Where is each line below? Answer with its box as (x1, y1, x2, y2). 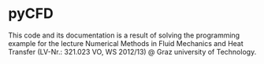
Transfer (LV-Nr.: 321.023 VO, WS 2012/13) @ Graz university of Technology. (8, 47, 257, 56)
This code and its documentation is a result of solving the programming (8, 30, 240, 40)
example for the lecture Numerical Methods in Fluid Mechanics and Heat (8, 38, 244, 48)
